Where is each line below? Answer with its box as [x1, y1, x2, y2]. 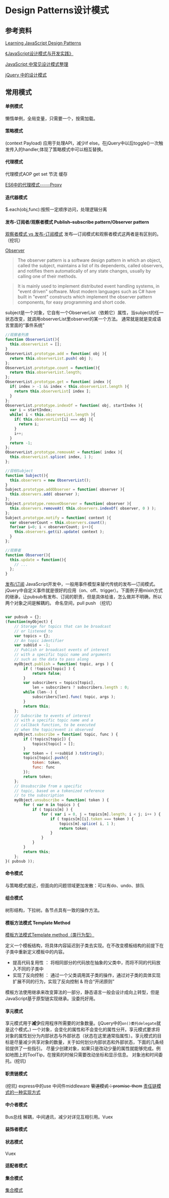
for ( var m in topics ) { [23, 803, 80, 808]
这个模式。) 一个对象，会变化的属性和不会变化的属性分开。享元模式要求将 [9, 1026, 160, 1033]
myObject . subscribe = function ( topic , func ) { [14, 732, 118, 737]
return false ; [32, 671, 62, 676]
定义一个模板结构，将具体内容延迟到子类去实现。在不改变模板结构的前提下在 [5, 942, 164, 949]
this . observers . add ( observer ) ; [10, 492, 80, 497]
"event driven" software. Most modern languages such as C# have [17, 288, 156, 294]
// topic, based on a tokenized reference [14, 788, 105, 793]
